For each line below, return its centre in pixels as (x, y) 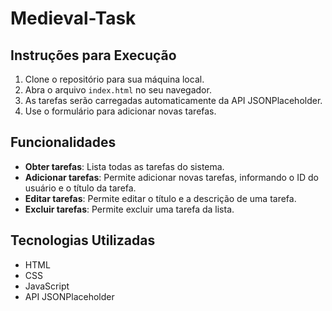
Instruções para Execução (93, 55)
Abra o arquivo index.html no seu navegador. (118, 90)
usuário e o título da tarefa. (80, 188)
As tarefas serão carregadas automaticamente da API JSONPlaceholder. (173, 100)
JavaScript (47, 286)
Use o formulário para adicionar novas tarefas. (120, 111)
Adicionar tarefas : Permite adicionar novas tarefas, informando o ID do (171, 177)
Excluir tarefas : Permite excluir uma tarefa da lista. (129, 209)
